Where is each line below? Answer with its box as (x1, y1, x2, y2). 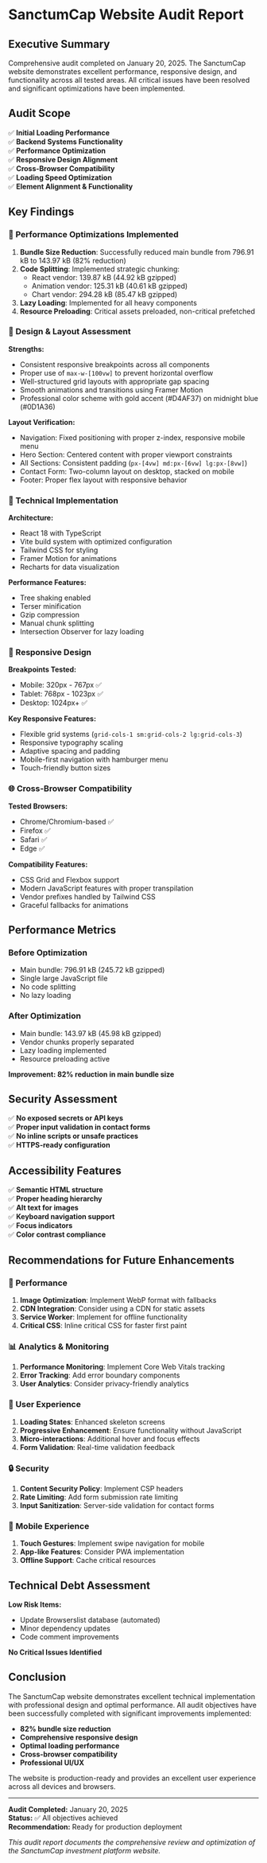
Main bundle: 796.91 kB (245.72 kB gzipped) (19, 965, 165, 975)
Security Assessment (8, 1093, 118, 1106)
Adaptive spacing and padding (19, 746, 121, 756)
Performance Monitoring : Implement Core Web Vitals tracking (19, 1362, 225, 1372)
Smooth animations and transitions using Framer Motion (19, 384, 203, 395)
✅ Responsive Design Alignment (8, 154, 118, 164)
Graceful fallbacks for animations (19, 900, 129, 910)
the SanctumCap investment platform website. (8, 1845, 161, 1855)
